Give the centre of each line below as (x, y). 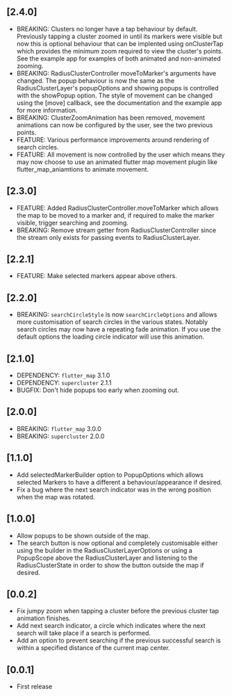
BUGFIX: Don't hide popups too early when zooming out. (98, 390)
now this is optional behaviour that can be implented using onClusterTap (120, 43)
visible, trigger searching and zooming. (73, 222)
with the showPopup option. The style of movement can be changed (115, 95)
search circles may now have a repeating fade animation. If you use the (119, 330)
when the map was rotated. (56, 496)
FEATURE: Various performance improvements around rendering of (113, 140)
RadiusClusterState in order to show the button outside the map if (110, 565)
